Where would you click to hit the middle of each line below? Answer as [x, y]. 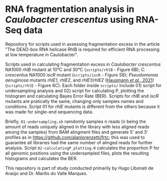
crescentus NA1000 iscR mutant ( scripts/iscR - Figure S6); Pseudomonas [82, 75]
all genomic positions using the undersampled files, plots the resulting [77, 153]
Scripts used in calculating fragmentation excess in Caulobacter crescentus [83, 64]
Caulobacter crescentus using [70, 20]
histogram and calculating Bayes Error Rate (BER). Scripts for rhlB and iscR [82, 96]
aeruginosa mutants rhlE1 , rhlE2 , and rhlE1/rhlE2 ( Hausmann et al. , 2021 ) [80, 80]
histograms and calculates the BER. [42, 158]
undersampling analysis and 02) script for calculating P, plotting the [75, 90]
